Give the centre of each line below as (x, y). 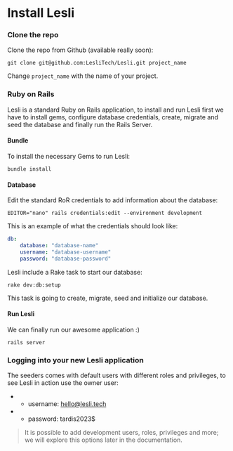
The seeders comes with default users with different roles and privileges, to (116, 375)
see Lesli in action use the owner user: (63, 383)
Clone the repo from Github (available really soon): (80, 50)
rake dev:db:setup (34, 285)
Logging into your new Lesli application (75, 360)
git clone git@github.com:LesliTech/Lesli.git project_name (97, 63)
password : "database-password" (66, 259)
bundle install (29, 169)
